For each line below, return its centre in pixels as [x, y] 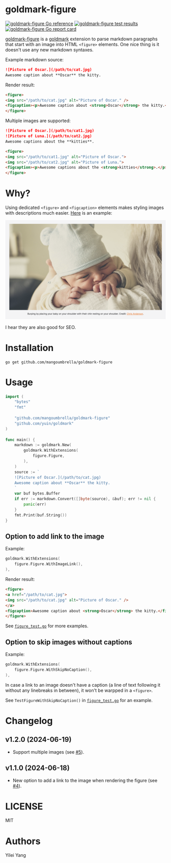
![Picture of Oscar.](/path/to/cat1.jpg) [50, 131]
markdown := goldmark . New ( [43, 445]
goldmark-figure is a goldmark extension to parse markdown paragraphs [81, 39]
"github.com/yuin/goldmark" [44, 423]
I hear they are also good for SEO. [41, 327]
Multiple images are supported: [38, 121]
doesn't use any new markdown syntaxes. [49, 50]
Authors [23, 841]
